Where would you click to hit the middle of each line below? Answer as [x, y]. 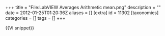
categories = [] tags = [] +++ [35, 18]
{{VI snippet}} [20, 28]
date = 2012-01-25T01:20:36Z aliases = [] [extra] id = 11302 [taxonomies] [82, 13]
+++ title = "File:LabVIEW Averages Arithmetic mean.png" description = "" [83, 7]
